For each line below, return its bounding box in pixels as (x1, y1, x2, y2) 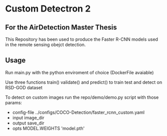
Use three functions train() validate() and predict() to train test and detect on (5, 79, 162, 85)
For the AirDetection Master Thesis (5, 23, 117, 32)
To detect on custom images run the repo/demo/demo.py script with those (5, 94, 159, 100)
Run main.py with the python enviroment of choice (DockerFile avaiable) (5, 69, 154, 75)
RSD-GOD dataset (5, 84, 42, 90)
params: (5, 99, 22, 105)
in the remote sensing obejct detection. (5, 42, 86, 48)
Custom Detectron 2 (5, 3, 91, 15)
